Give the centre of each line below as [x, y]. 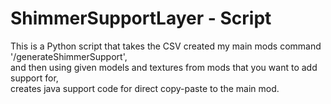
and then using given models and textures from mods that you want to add [164, 67]
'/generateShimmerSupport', [69, 56]
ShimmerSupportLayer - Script [141, 18]
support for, [34, 78]
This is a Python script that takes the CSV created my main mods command [166, 46]
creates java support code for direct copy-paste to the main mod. [145, 88]
